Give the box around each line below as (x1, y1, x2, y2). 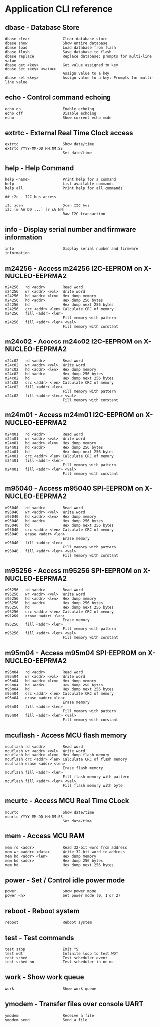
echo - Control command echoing (5, 93, 111, 102)
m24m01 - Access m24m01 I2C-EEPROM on (5, 411, 144, 419)
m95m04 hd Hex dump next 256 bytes (5, 687, 114, 692)
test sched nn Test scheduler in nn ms (5, 959, 114, 964)
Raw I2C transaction (62, 212, 106, 217)
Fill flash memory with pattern (62, 774, 130, 779)
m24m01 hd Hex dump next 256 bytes (5, 449, 114, 454)
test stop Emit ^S (5, 947, 79, 952)
